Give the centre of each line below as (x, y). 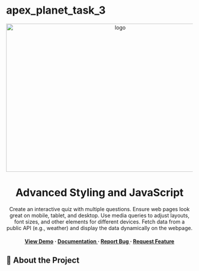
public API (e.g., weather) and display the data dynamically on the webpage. (99, 228)
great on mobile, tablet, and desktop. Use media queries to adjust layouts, (99, 215)
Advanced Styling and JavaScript (99, 193)
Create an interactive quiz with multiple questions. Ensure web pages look (99, 209)
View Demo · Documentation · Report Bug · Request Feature (99, 241)
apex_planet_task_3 (56, 10)
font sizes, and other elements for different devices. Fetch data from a (99, 221)
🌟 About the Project (43, 260)
